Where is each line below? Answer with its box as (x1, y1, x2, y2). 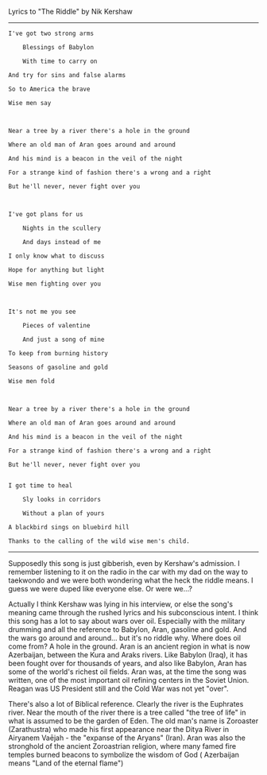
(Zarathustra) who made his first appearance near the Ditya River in (8, 725, 230, 734)
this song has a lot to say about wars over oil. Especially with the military (8, 616, 246, 626)
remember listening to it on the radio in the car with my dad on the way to (8, 568, 249, 576)
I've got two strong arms (8, 29, 94, 37)
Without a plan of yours (22, 510, 105, 517)
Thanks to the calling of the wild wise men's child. (8, 537, 191, 545)
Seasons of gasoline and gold (8, 363, 109, 371)
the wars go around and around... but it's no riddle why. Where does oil (8, 634, 241, 642)
